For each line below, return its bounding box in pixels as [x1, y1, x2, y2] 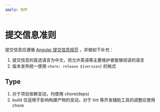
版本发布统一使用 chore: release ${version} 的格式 [12, 63, 116, 69]
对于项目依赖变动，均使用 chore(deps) [12, 91, 89, 97]
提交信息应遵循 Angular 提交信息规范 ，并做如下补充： [5, 47, 114, 53]
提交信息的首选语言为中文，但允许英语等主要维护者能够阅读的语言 [12, 57, 144, 63]
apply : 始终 [5, 7, 28, 12]
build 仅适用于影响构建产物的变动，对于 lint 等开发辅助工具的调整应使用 [12, 97, 156, 103]
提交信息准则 [5, 30, 57, 40]
